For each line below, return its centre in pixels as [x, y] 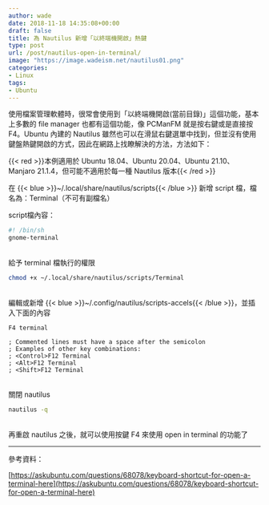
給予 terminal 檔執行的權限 [52, 263]
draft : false [30, 30]
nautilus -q [28, 410]
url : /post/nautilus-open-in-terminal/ [75, 53]
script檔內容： [32, 215]
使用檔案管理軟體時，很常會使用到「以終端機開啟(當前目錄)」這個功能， [127, 114]
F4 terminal [28, 328]
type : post [26, 46]
